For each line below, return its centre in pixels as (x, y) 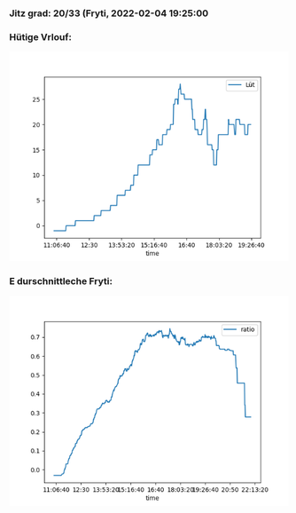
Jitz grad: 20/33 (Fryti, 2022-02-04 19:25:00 (109, 13)
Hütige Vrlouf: (41, 36)
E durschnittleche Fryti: (61, 281)
